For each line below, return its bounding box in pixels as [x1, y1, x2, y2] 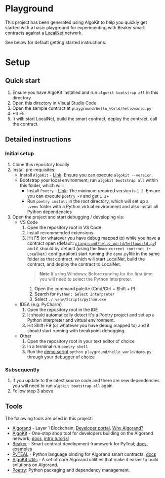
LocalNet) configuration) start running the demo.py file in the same [27, 251, 160, 257]
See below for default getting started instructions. [5, 39, 107, 45]
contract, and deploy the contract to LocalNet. [27, 261, 122, 267]
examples [12, 446, 32, 452]
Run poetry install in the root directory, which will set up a [27, 198, 149, 204]
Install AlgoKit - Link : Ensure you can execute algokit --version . [19, 172, 153, 178]
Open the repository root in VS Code [27, 224, 101, 230]
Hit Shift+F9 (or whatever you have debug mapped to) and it [27, 322, 150, 328]
